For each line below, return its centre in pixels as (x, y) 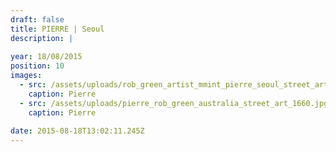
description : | (42, 38)
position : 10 (37, 66)
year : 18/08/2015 (46, 57)
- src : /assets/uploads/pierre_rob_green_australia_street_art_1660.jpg (174, 103)
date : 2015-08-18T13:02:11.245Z (77, 131)
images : (26, 76)
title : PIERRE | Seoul (57, 29)
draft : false (37, 19)
